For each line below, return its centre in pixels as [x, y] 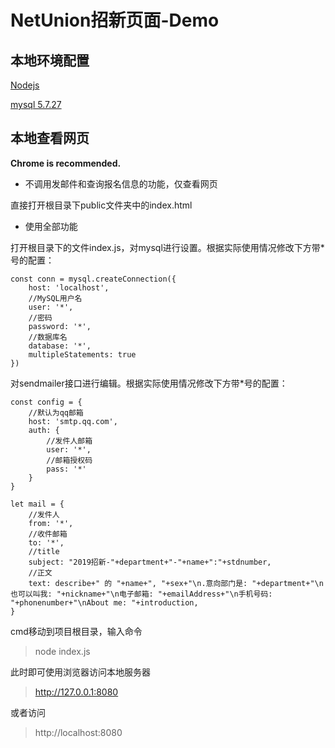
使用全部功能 [51, 226]
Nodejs [25, 85]
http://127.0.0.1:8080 [76, 692]
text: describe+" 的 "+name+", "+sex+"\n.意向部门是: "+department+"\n [176, 583]
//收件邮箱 [48, 534]
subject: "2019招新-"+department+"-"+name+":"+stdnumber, [150, 562]
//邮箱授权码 [69, 460]
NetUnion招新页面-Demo [115, 20]
